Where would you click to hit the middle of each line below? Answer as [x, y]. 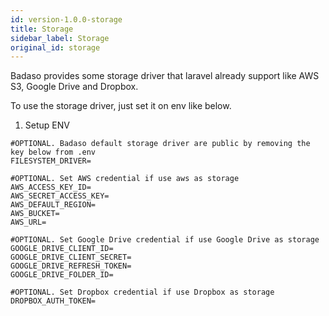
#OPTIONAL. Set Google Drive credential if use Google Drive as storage [165, 240]
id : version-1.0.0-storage [66, 19]
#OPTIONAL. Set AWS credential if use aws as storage [125, 179]
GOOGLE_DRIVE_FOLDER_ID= [62, 275]
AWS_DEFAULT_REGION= [53, 205]
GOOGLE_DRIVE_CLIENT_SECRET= [71, 257]
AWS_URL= [28, 222]
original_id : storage [55, 47]
